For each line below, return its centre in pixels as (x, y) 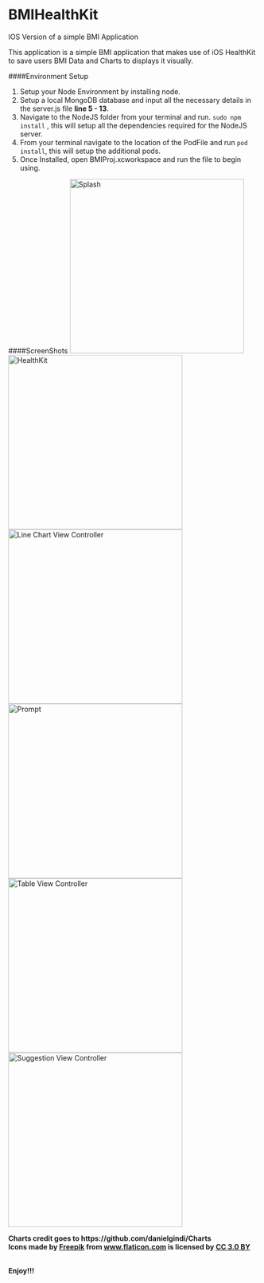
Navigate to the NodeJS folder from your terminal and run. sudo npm (130, 116)
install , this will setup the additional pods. (90, 151)
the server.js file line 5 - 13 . (64, 108)
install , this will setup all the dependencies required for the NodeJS (134, 125)
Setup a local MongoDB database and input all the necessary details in (136, 100)
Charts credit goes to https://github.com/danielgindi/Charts (110, 1238)
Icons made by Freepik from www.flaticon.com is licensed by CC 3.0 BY (129, 1246)
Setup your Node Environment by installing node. (100, 91)
